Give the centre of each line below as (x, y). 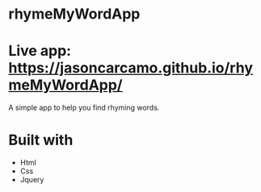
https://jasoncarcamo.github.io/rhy (130, 68)
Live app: (40, 51)
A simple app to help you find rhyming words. (84, 108)
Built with (41, 140)
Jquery (32, 180)
